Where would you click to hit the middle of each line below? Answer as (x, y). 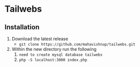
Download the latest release (40, 39)
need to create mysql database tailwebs (61, 55)
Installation (22, 27)
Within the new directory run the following (54, 49)
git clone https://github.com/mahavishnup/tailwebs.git (77, 45)
